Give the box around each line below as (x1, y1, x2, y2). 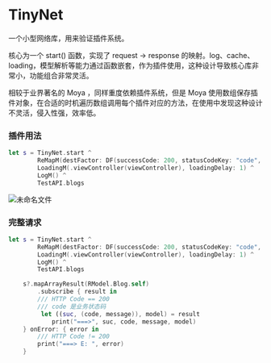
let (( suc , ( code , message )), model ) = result (40, 310, 200, 318)
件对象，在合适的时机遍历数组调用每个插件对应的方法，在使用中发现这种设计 (8, 98, 263, 107)
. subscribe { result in (37, 288, 117, 296)
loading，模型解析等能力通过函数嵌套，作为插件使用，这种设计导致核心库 (8, 60, 252, 70)
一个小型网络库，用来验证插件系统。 (8, 33, 129, 43)
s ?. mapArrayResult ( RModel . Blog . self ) (23, 280, 150, 288)
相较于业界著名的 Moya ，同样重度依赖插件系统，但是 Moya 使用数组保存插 (8, 87, 258, 98)
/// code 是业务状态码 (37, 302, 106, 311)
